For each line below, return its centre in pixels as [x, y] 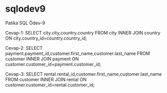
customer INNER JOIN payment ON [42, 58]
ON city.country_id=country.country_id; [46, 38]
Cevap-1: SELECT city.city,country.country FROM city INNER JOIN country [83, 33]
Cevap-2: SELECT [24, 48]
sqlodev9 [25, 9]
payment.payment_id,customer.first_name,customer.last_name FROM [78, 53]
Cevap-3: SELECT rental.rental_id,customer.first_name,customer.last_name [83, 74]
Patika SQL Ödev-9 [25, 23]
